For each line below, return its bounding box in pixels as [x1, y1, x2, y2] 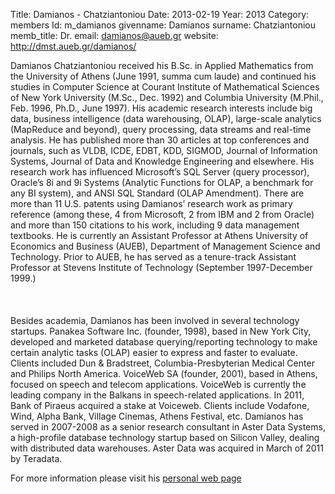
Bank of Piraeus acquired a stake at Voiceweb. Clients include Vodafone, [10, 400, 310, 411]
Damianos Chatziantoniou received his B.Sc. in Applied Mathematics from [10, 60, 314, 71]
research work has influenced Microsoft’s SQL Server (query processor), [10, 166, 310, 178]
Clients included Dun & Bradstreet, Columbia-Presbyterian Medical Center [10, 357, 315, 369]
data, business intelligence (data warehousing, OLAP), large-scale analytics [10, 113, 322, 124]
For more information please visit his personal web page [10, 472, 242, 484]
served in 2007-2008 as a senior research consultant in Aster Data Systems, [10, 421, 326, 433]
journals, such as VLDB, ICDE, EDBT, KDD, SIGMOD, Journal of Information [10, 145, 318, 156]
